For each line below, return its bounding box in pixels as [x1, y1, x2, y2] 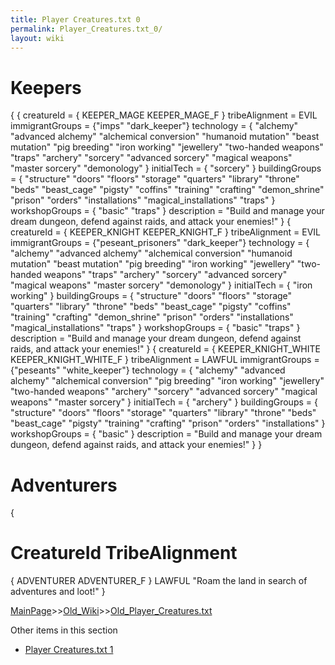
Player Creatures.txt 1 [24, 644, 114, 656]
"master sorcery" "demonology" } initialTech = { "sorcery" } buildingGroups [10, 162, 322, 175]
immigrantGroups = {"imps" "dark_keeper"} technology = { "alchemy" [10, 120, 299, 132]
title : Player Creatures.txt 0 [10, 14, 141, 25]
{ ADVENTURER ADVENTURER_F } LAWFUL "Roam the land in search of [10, 575, 308, 587]
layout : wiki [10, 33, 65, 43]
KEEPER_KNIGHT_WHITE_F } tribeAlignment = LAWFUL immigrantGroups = [10, 354, 320, 366]
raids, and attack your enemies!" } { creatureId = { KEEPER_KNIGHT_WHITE [10, 343, 321, 355]
